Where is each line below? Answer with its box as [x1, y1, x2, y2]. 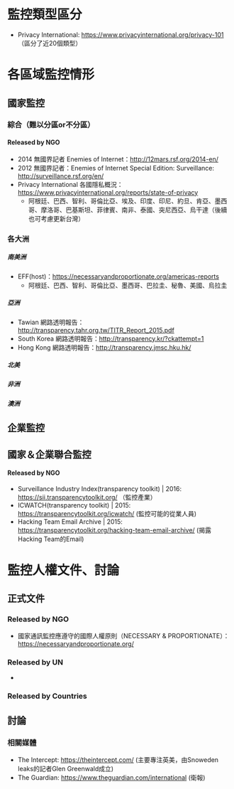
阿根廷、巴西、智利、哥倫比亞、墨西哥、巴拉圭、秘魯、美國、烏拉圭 [28, 281, 228, 289]
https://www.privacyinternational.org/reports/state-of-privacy [17, 188, 199, 196]
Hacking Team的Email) [17, 535, 84, 543]
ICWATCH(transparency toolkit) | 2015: [17, 500, 131, 509]
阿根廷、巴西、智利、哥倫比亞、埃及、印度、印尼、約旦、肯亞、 [28, 196, 215, 205]
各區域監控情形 [7, 67, 95, 82]
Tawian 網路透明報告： [17, 318, 84, 326]
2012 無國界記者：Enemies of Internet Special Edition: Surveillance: [17, 163, 215, 172]
